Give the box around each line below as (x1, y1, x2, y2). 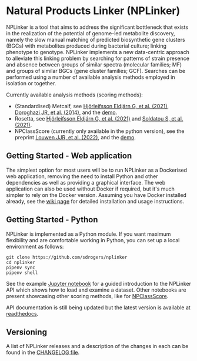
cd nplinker (6, 259, 35, 265)
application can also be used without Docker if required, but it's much (6, 185, 175, 192)
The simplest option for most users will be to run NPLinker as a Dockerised (6, 166, 187, 173)
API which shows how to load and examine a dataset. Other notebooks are (6, 286, 186, 293)
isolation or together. (6, 79, 56, 86)
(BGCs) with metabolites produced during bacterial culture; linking (6, 42, 166, 49)
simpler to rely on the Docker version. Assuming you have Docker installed (6, 191, 187, 198)
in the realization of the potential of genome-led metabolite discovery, (6, 29, 175, 36)
